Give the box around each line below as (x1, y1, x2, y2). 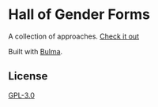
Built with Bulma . (8, 46, 63, 56)
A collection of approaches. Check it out (8, 31, 140, 41)
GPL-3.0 (8, 90, 36, 100)
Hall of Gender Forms (8, 6, 151, 24)
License (8, 69, 48, 83)
